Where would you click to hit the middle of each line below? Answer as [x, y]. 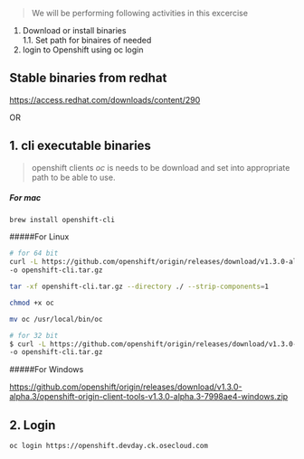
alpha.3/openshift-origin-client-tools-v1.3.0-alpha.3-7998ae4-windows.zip [149, 397]
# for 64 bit [34, 253]
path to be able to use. [73, 177]
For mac [25, 198]
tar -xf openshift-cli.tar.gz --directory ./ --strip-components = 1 [139, 287]
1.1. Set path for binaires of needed [87, 40]
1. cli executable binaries [81, 146]
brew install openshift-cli [62, 220]
